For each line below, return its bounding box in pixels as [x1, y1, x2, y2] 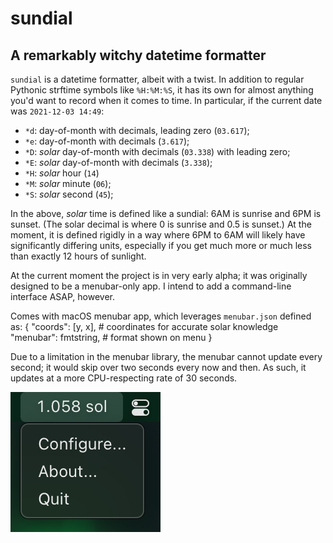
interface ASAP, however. [10, 291, 116, 302]
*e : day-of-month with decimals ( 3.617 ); [24, 135, 190, 147]
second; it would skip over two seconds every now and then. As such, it [10, 362, 307, 373]
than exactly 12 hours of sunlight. [10, 250, 147, 262]
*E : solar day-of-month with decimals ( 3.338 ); [24, 157, 213, 168]
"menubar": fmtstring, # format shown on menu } [10, 332, 213, 343]
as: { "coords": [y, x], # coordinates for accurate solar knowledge [10, 321, 279, 332]
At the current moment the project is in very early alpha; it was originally [10, 270, 308, 281]
